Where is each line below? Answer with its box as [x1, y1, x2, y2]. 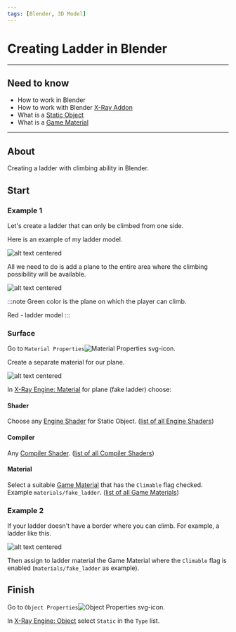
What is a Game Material [17, 118, 89, 127]
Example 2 [7, 505, 44, 515]
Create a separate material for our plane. [7, 358, 125, 367]
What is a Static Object [17, 110, 84, 120]
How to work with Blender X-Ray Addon [17, 103, 133, 112]
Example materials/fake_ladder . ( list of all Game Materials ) [7, 488, 179, 496]
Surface [7, 328, 35, 338]
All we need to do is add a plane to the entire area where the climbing [7, 262, 209, 271]
